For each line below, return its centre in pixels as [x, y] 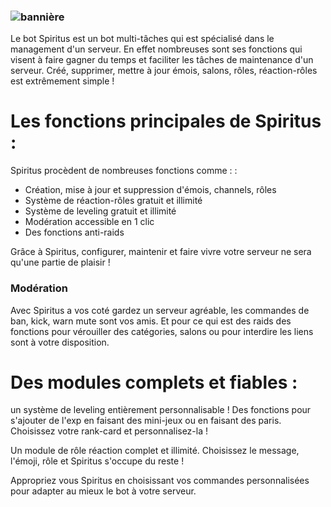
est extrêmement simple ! [62, 81]
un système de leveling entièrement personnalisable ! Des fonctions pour [161, 410]
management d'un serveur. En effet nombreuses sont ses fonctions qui [156, 49]
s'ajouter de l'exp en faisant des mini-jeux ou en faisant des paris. [146, 421]
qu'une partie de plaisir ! [60, 262]
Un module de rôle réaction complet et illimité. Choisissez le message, [155, 451]
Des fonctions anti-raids [74, 232]
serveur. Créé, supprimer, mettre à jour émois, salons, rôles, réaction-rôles [164, 71]
